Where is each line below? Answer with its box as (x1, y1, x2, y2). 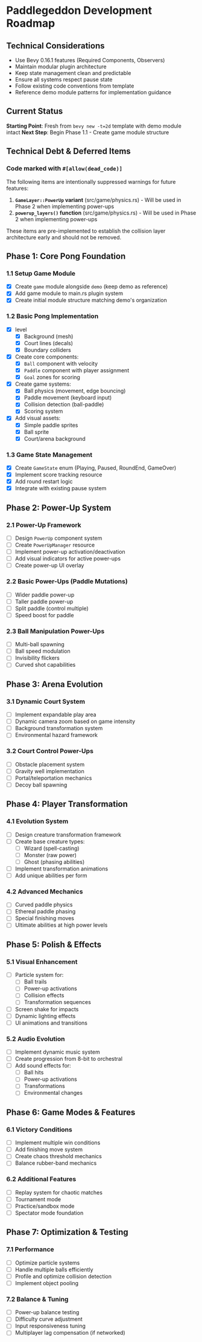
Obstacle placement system (14, 760, 85, 768)
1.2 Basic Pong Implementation (6, 312, 99, 320)
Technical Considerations (6, 41, 105, 51)
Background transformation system (14, 725, 103, 732)
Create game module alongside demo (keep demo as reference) (14, 283, 168, 290)
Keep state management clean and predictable (14, 70, 131, 76)
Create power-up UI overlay (14, 562, 84, 569)
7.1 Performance (6, 1245, 54, 1254)
